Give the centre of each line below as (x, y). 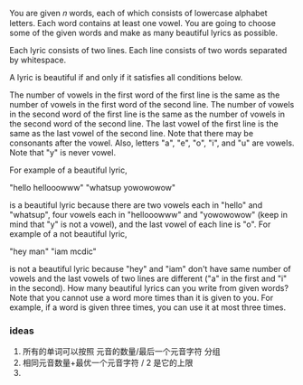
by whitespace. (38, 60)
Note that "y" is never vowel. (62, 152)
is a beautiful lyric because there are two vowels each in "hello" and (136, 205)
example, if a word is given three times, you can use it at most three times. (148, 307)
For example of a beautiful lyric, (69, 170)
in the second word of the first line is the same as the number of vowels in (147, 114)
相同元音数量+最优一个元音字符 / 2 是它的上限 (108, 363)
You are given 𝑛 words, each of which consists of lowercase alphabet (139, 13)
